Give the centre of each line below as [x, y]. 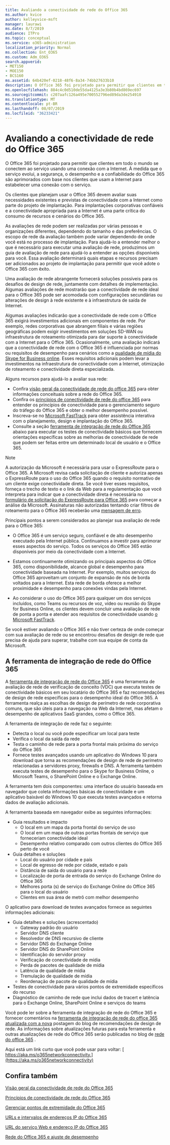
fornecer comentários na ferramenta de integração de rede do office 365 [81, 1018]
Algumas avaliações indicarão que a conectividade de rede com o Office [81, 315]
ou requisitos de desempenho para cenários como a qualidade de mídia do [83, 353]
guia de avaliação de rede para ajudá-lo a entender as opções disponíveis [82, 252]
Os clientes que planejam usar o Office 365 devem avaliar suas [71, 194]
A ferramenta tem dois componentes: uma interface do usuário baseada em [84, 786]
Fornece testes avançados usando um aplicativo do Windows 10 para [85, 755]
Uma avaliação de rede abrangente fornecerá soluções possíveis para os [81, 278]
